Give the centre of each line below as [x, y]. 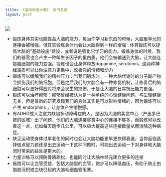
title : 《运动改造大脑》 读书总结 [36, 10]
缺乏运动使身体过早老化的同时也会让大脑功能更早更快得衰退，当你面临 [84, 138]
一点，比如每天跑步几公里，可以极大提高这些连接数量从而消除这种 [89, 126]
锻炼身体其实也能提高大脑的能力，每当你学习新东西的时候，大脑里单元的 [86, 38]
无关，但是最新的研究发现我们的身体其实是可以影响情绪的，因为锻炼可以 [86, 101]
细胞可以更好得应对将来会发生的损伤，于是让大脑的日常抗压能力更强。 [84, 88]
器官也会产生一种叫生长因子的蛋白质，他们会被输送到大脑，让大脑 [89, 57]
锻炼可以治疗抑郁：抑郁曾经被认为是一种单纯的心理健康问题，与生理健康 [86, 95]
